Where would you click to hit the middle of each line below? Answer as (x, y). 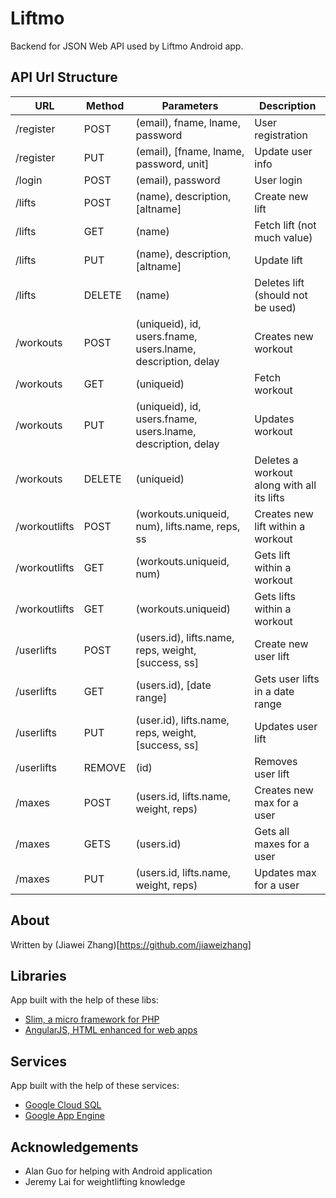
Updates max (285, 872)
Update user (283, 151)
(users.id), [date (173, 685)
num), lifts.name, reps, (188, 526)
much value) (283, 237)
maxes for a (282, 844)
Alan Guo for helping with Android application (118, 1171)
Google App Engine (64, 1116)
